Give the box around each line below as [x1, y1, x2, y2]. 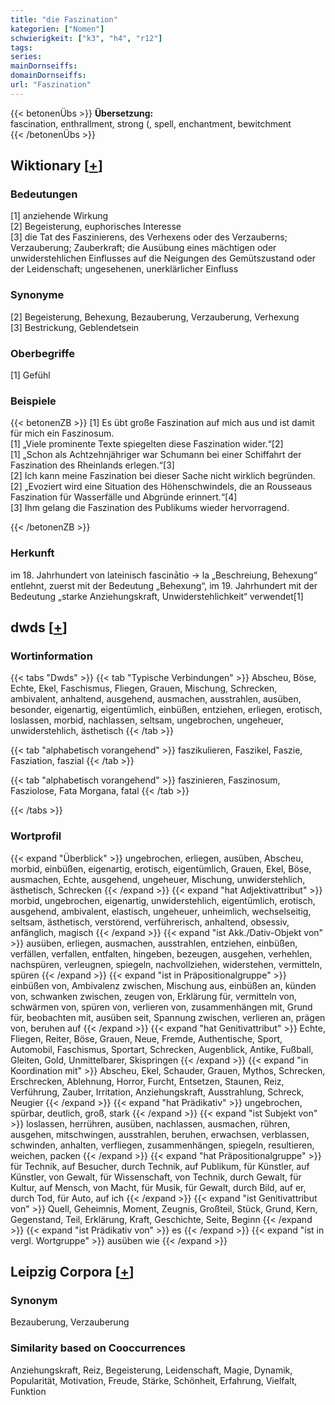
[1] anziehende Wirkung [10, 210, 109, 222]
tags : [10, 42, 33, 53]
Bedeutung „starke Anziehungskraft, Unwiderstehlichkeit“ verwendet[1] [10, 590, 304, 602]
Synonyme [10, 288, 65, 302]
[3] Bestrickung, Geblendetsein [10, 321, 140, 333]
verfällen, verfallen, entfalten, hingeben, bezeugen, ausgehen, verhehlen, [10, 947, 313, 960]
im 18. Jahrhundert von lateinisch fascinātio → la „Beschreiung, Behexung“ [10, 569, 318, 581]
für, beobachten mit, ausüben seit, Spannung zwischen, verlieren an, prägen [10, 1011, 326, 1023]
